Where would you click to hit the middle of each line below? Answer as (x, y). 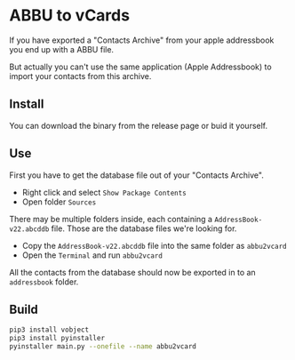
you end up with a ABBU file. (61, 49)
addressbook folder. (44, 282)
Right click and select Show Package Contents (104, 192)
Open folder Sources (59, 202)
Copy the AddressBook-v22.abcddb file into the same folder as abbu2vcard (154, 245)
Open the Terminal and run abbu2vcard (92, 255)
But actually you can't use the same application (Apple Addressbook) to (141, 67)
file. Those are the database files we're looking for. (144, 228)
